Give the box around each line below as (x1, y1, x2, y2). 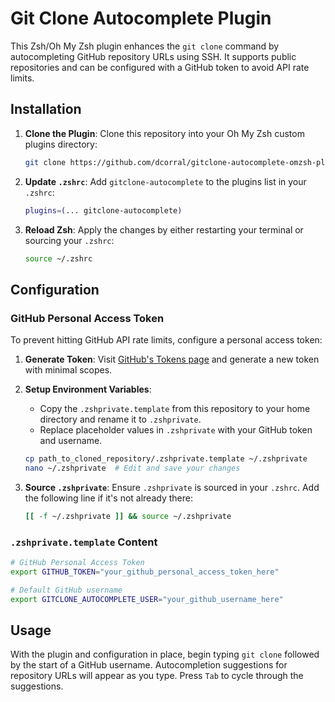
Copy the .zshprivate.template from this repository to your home (39, 403, 311, 415)
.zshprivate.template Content (10, 535, 158, 549)
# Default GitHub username (10, 585, 123, 595)
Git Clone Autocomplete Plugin (10, 7, 272, 30)
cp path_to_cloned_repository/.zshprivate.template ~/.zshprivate (24, 454, 308, 464)
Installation (10, 101, 82, 118)
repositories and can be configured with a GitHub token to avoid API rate (10, 61, 310, 73)
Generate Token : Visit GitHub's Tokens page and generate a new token (24, 353, 320, 366)
